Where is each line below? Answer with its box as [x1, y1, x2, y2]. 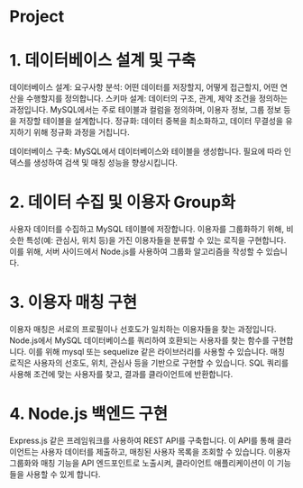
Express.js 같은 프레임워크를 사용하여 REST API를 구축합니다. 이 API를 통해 [9, 435, 275, 446]
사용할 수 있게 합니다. [25, 468, 101, 479]
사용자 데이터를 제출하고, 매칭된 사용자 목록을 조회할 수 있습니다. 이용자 [40, 446, 291, 456]
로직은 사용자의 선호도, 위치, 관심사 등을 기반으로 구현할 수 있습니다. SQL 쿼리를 [9, 357, 289, 368]
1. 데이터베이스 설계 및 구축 [9, 50, 197, 71]
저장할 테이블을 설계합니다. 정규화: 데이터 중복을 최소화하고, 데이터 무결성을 [18, 115, 284, 127]
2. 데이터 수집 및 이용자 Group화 [9, 192, 236, 212]
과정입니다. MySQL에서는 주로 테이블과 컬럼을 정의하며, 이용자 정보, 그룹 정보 [9, 104, 282, 115]
